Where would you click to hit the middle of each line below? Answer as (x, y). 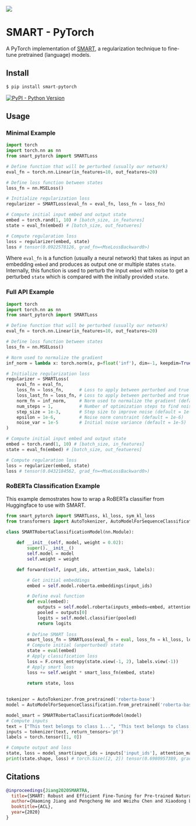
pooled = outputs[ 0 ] (62, 613)
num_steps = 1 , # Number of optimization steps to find (98, 406)
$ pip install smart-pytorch (41, 87)
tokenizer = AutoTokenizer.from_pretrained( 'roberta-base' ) (81, 699)
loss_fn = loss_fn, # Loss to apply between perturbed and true (103, 390)
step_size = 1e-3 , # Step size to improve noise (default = (99, 412)
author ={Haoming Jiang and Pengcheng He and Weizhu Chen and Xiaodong (99, 801)
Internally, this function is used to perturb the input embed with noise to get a (97, 271)
